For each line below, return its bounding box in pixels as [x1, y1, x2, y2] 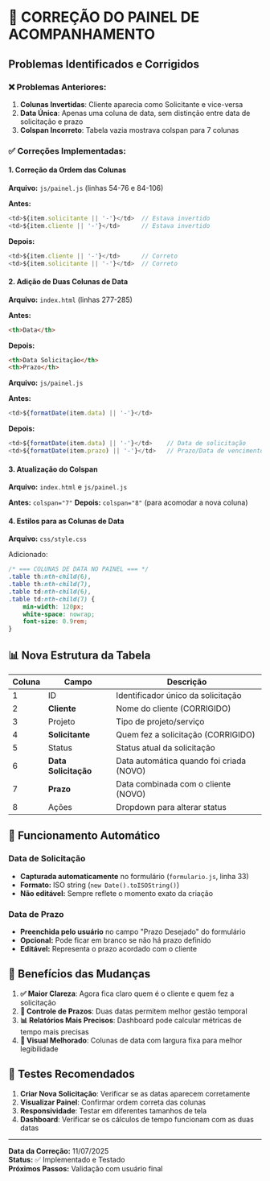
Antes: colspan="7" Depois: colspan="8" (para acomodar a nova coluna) [8, 498, 248, 507]
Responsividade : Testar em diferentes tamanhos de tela [19, 1105, 207, 1115]
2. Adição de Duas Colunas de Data [8, 277, 129, 287]
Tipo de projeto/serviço [116, 716, 205, 728]
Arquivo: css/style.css [8, 534, 87, 543]
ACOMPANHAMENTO [8, 25, 155, 43]
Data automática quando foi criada [116, 755, 247, 766]
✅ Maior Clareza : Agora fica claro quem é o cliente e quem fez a [19, 989, 235, 998]
